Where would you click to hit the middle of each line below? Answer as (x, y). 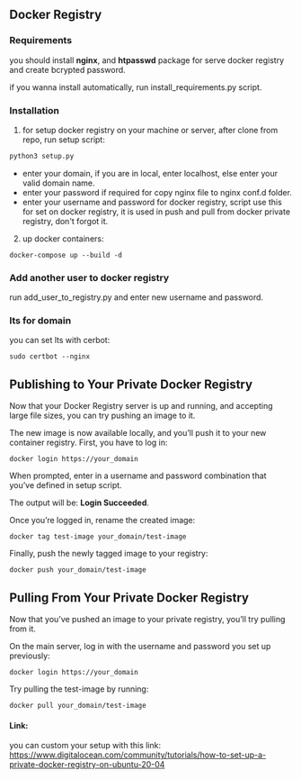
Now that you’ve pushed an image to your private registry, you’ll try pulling (147, 620)
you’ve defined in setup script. (66, 485)
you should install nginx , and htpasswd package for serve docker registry (147, 60)
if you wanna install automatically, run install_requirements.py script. (136, 87)
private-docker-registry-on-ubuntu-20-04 (87, 765)
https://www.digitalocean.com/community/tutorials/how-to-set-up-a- (138, 755)
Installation (35, 110)
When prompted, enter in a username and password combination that (138, 476)
